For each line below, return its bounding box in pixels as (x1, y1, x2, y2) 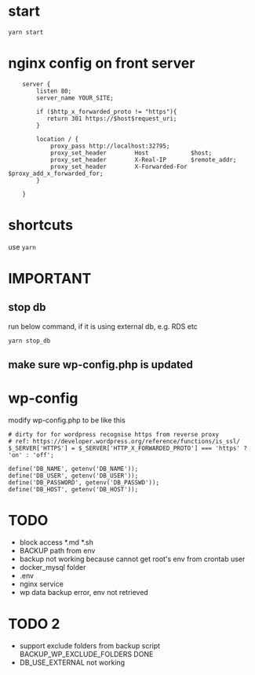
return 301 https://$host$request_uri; (46, 115, 177, 122)
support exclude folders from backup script (19, 641, 161, 651)
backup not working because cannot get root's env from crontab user (19, 554, 246, 564)
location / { (36, 135, 79, 143)
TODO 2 (8, 615, 60, 633)
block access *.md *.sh (19, 538, 94, 547)
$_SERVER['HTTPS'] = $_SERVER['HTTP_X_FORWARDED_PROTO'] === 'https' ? (8, 444, 247, 453)
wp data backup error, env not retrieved (19, 588, 149, 597)
